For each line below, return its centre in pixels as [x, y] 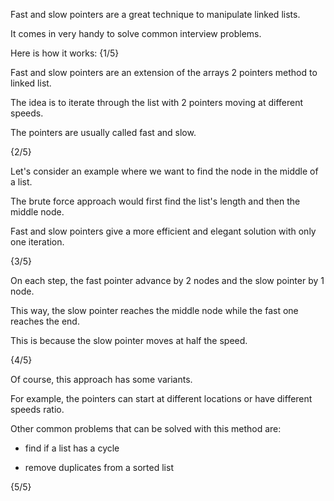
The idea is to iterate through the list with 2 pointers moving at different [157, 102]
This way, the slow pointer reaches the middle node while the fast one [154, 310]
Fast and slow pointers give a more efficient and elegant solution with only [163, 231]
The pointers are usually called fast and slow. [103, 132]
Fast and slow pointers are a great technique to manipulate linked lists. [155, 14]
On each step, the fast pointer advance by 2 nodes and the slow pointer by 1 [167, 280]
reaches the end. [45, 321]
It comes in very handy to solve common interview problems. [136, 33]
